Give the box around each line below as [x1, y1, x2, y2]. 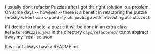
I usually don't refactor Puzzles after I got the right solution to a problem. [5, 4, 150, 10]
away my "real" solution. [5, 34, 54, 40]
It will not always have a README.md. [5, 44, 80, 49]
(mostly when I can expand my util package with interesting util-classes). [5, 15, 151, 20]
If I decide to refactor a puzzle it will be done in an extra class [5, 24, 128, 30]
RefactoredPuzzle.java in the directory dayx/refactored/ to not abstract [5, 29, 149, 35]
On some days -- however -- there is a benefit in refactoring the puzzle [5, 9, 147, 15]
